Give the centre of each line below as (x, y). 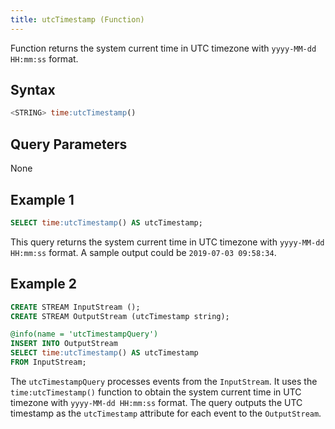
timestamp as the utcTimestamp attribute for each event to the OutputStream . (166, 413)
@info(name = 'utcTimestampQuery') (84, 334)
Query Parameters (69, 144)
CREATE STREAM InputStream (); (75, 307)
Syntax (33, 90)
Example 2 (43, 284)
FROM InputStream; (48, 362)
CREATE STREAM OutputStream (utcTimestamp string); (120, 316)
